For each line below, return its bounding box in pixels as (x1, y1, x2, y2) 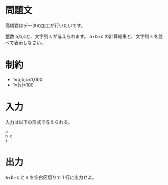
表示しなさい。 (14, 39, 46, 46)
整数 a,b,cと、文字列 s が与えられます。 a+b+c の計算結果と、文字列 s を (5, 33, 159, 39)
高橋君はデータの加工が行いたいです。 (5, 22, 86, 28)
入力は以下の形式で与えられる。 (5, 119, 73, 125)
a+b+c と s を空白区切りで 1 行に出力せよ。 (5, 174, 97, 180)
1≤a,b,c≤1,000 (12, 76, 43, 82)
